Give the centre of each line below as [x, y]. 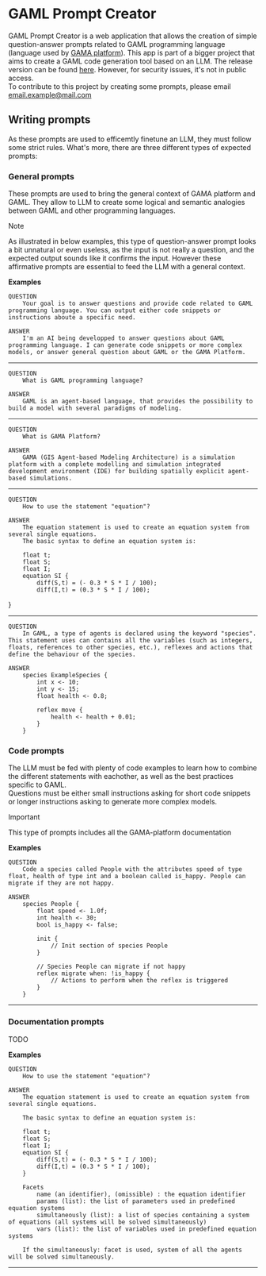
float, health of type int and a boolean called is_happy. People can [127, 877]
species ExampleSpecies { [65, 676]
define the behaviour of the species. [72, 655]
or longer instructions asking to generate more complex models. [113, 802]
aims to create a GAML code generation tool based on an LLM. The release [131, 61]
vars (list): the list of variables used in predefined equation [147, 1229]
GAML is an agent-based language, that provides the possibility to [138, 402]
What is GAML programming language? [83, 381]
